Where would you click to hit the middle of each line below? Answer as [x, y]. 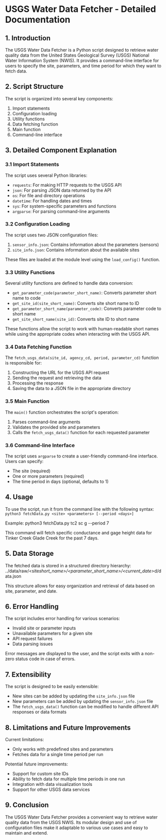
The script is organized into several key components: [59, 98]
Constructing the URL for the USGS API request [61, 373]
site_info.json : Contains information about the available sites [76, 250]
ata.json [13, 576]
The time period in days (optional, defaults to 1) [60, 481]
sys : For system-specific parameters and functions [64, 206]
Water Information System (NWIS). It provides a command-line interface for [82, 60]
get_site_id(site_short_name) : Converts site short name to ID [76, 304]
